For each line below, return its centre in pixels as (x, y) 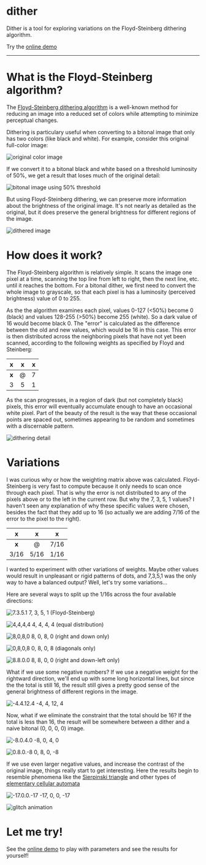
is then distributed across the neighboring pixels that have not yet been (96, 336)
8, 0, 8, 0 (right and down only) (71, 636)
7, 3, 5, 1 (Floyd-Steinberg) (62, 612)
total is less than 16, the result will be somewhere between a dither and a (98, 722)
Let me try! (35, 832)
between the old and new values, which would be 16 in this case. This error (101, 330)
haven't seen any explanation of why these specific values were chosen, (98, 505)
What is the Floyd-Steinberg (80, 77)
